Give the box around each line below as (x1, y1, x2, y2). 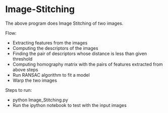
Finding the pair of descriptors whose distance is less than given (12, 50, 147, 56)
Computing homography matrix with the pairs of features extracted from (12, 61, 163, 67)
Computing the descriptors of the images (12, 45, 98, 51)
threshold (12, 55, 33, 62)
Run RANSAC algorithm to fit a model (12, 72, 90, 78)
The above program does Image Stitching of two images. (5, 20, 124, 26)
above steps (12, 67, 39, 73)
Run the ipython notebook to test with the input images (12, 102, 127, 108)
